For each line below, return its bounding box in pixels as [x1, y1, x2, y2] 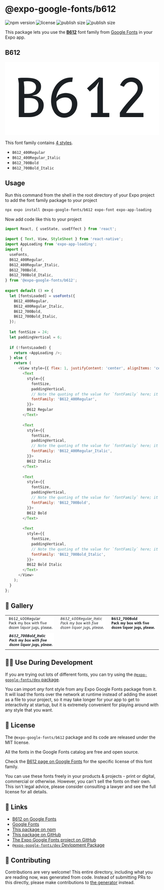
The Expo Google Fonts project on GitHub [12, 837, 96, 842]
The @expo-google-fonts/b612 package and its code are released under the [5, 734, 156, 740]
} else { [9, 355, 27, 361]
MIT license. [5, 739, 30, 745]
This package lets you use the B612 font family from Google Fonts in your [5, 29, 153, 35]
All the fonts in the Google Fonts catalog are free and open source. [5, 749, 139, 755]
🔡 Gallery [5, 602, 34, 610]
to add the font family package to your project [5, 197, 98, 203]
